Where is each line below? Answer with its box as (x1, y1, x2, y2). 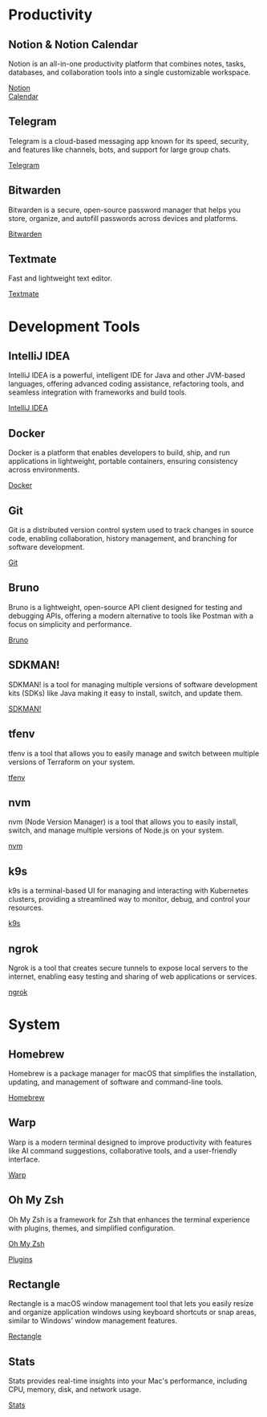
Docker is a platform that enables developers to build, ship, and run (8, 448, 231, 457)
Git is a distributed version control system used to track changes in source (8, 525, 254, 535)
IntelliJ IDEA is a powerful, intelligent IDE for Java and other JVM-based (8, 371, 246, 380)
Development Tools (8, 317, 140, 335)
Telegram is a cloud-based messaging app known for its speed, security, (8, 136, 249, 145)
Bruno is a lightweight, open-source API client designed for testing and (8, 602, 243, 612)
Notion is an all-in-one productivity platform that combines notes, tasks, (8, 59, 246, 68)
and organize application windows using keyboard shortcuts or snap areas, (8, 1308, 257, 1317)
